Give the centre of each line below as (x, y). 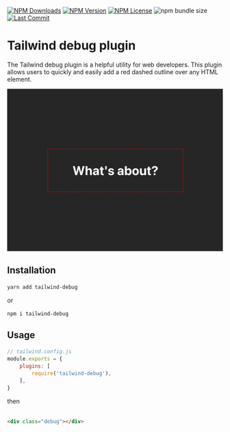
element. (20, 79)
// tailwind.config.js (39, 352)
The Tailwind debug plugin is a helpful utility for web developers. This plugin (115, 65)
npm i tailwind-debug (38, 314)
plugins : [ (35, 366)
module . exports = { (35, 359)
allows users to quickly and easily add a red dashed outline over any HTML (113, 71)
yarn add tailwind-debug (42, 287)
